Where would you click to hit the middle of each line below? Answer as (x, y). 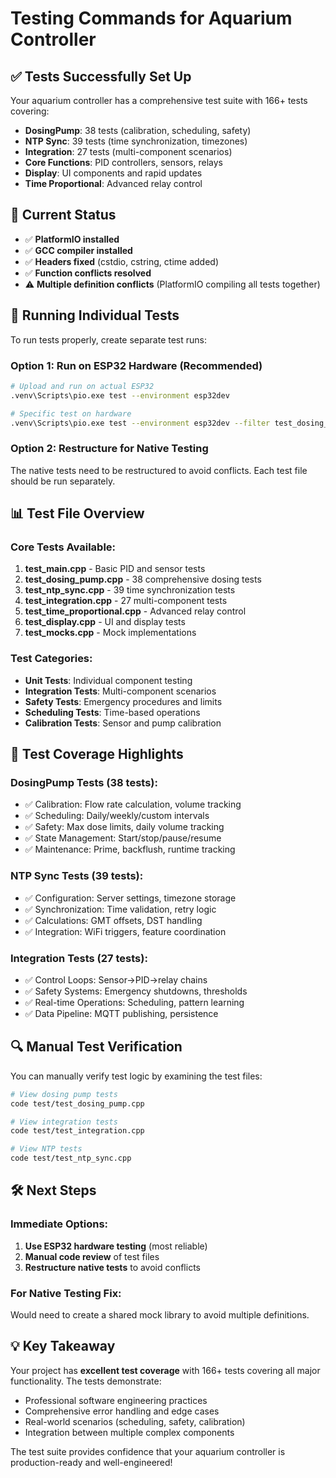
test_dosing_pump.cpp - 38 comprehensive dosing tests (143, 579)
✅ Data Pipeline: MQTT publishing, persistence (121, 1013)
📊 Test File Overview (77, 513)
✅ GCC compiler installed (78, 250)
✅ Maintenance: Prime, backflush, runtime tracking (130, 849)
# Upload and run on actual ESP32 (82, 386)
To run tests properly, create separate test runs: (109, 339)
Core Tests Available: (63, 547)
